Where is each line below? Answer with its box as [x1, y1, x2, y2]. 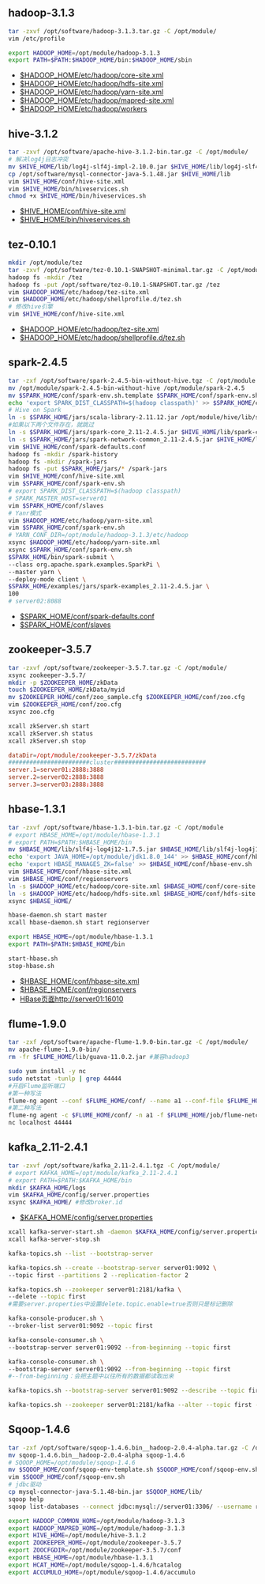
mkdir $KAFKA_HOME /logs [8, 1184, 87, 1192]
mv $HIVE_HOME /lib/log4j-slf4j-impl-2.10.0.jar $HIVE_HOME [8, 162, 207, 171]
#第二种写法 [8, 1104, 42, 1112]
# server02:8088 [8, 597, 62, 606]
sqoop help [8, 1495, 44, 1503]
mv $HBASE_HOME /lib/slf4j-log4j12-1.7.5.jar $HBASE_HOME [8, 845, 200, 853]
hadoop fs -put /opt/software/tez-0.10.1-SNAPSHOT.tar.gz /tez [8, 281, 221, 289]
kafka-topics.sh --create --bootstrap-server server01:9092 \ [8, 1264, 217, 1272]
